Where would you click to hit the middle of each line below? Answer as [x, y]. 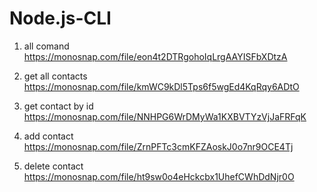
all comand [46, 46]
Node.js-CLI [60, 18]
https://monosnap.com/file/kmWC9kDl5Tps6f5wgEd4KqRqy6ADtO [161, 86]
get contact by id [58, 106]
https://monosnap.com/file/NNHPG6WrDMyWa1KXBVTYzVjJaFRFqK [165, 116]
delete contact [53, 166]
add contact [48, 136]
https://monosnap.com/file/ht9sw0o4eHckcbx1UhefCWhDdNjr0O [159, 176]
